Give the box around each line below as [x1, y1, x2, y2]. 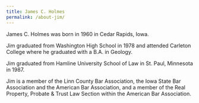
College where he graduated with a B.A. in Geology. [6, 48, 132, 55]
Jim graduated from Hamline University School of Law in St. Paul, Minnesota [6, 60, 193, 67]
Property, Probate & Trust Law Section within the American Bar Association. [6, 90, 192, 97]
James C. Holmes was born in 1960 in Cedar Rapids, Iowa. [6, 30, 150, 37]
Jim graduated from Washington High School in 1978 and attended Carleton [6, 42, 191, 49]
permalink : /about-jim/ [6, 14, 65, 20]
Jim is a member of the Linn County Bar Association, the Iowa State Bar [6, 78, 181, 85]
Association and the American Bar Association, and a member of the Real [6, 83, 186, 91]
